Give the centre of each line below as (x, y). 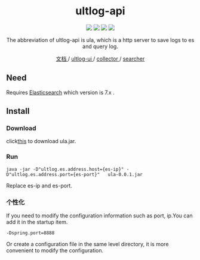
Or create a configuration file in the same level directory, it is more (87, 244)
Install (18, 111)
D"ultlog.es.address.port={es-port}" (53, 174)
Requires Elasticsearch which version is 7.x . (60, 92)
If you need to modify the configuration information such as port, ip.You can (99, 216)
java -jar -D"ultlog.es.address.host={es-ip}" (65, 169)
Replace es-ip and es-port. (39, 185)
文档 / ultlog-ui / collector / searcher (100, 59)
